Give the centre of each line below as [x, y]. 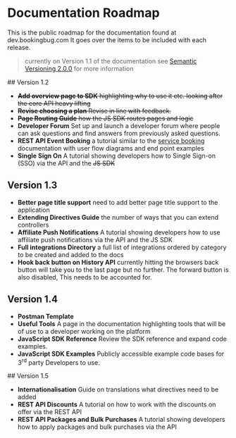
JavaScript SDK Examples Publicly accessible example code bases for [121, 353]
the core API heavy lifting [54, 103]
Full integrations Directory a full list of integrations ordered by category [122, 247]
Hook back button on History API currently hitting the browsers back [118, 262]
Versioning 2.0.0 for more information [79, 68]
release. [19, 47]
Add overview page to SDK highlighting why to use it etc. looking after [120, 96]
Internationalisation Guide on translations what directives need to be [118, 389]
